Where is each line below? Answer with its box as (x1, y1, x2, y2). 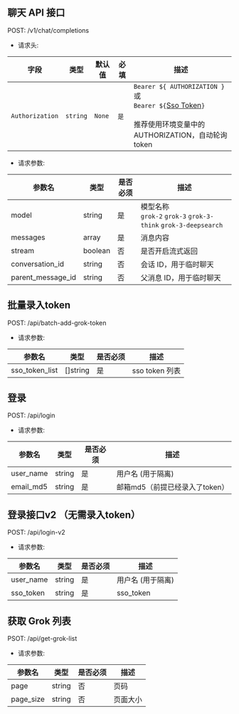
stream (11, 245, 34, 255)
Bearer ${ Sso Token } (133, 100, 206, 110)
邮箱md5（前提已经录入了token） (116, 482, 229, 492)
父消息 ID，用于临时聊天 (140, 272, 221, 282)
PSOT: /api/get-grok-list (7, 634, 78, 643)
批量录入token (7, 299, 71, 311)
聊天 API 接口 (7, 6, 65, 19)
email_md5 (11, 482, 48, 492)
